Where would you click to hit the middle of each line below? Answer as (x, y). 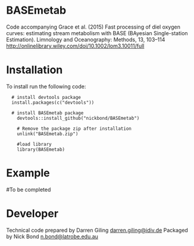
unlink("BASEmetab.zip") (48, 134)
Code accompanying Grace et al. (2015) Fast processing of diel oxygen (93, 27)
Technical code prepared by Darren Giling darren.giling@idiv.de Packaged (97, 230)
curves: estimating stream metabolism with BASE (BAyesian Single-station (97, 33)
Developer (32, 214)
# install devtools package (46, 97)
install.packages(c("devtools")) (53, 102)
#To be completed (29, 189)
